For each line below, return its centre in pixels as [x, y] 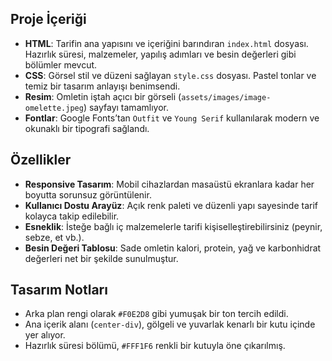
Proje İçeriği [48, 19]
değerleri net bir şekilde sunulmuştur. [101, 258]
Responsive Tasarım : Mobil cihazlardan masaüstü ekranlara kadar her [169, 184]
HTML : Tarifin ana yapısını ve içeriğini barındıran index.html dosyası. [166, 43]
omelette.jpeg [54, 108]
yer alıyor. [45, 335]
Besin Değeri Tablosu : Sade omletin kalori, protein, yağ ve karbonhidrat [173, 248]
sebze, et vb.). [54, 237]
